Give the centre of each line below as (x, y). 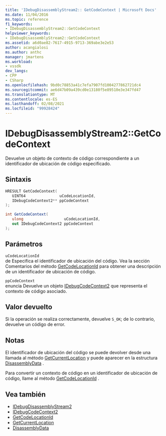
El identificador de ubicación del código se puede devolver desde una (78, 353)
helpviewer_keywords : (28, 33)
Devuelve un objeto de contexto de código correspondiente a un (72, 158)
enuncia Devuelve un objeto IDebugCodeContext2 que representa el (76, 285)
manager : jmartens (24, 57)
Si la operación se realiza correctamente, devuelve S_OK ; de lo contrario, (80, 319)
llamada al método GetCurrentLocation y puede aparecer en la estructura (81, 358)
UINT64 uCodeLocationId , (54, 196)
